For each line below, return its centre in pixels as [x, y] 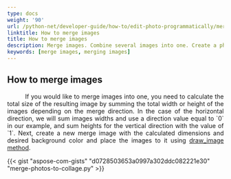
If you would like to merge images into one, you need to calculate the [124, 96]
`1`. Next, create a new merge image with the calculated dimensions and [115, 133]
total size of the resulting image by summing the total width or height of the [115, 103]
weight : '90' [26, 20]
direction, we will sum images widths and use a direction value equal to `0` [115, 118]
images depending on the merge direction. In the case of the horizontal [115, 111]
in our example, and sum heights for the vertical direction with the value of [115, 125]
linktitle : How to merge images [53, 33]
